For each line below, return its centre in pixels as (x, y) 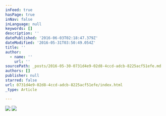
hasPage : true (20, 15)
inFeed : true (19, 10)
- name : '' (21, 57)
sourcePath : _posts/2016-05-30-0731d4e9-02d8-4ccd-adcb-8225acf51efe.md (83, 66)
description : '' (22, 33)
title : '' (16, 47)
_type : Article (21, 90)
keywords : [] (19, 29)
